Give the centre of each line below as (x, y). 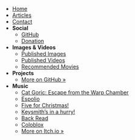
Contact (22, 22)
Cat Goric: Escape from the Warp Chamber (75, 92)
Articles (22, 15)
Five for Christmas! (45, 105)
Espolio (30, 99)
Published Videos (43, 60)
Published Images (43, 54)
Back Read (35, 118)
